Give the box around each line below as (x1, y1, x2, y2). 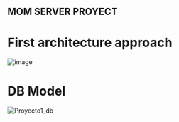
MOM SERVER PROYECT (7, 6, 118, 18)
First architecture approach (7, 34, 173, 51)
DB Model (7, 83, 66, 99)
